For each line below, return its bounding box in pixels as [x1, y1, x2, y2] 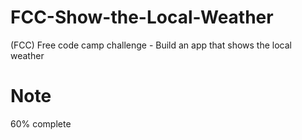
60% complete [10, 117, 72, 130]
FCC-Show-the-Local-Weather [10, 6, 274, 29]
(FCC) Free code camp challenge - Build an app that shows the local [10, 39, 292, 51]
